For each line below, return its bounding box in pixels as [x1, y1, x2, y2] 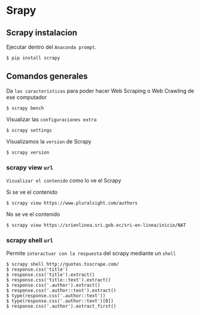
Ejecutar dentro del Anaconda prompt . [6, 43, 97, 50]
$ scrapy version [6, 149, 50, 155]
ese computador [6, 94, 47, 101]
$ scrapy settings [6, 127, 52, 133]
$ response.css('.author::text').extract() [6, 287, 117, 294]
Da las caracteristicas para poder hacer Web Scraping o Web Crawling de [6, 87, 195, 94]
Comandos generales [6, 71, 88, 82]
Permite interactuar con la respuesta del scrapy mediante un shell [6, 250, 177, 257]
